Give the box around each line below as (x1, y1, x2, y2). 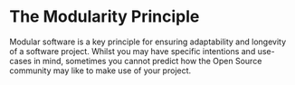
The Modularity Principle (9, 6, 200, 27)
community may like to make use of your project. (9, 65, 192, 76)
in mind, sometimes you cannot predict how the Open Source (33, 55, 262, 66)
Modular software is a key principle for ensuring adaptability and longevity (9, 36, 287, 47)
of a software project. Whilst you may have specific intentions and (9, 45, 256, 56)
